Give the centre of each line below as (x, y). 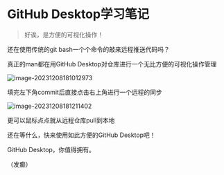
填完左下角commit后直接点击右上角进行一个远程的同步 (85, 92)
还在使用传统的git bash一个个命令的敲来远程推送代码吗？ (88, 49)
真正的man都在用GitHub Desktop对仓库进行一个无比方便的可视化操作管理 (112, 64)
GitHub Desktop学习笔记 (78, 14)
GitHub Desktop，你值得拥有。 (51, 149)
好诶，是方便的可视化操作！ (64, 35)
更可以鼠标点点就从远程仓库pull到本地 (61, 120)
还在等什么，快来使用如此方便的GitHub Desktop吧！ (81, 135)
